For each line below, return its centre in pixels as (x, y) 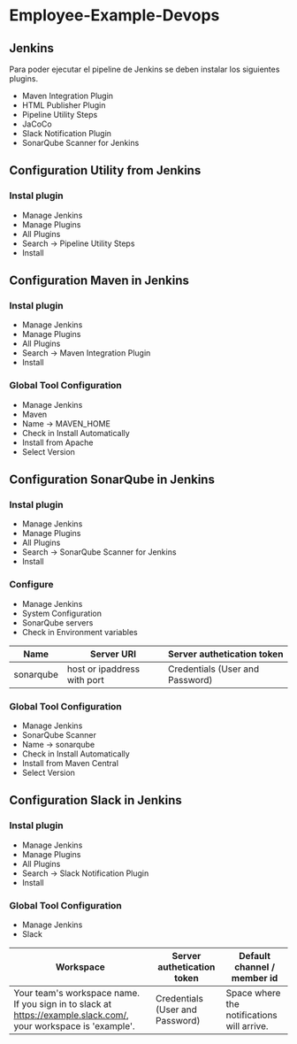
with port (85, 679)
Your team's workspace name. (76, 993)
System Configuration (61, 613)
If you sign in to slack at (63, 1003)
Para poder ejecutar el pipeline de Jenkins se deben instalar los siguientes (145, 69)
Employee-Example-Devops (114, 15)
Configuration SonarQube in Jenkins (112, 480)
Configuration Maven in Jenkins (99, 281)
